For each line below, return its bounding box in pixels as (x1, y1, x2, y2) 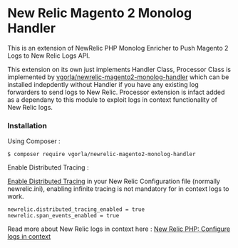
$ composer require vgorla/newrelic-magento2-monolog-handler (7, 151, 196, 158)
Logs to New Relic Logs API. (7, 51, 90, 60)
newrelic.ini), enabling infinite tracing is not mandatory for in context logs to (7, 185, 229, 193)
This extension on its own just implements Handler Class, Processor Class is (7, 65, 232, 73)
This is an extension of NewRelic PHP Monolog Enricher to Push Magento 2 (7, 43, 229, 52)
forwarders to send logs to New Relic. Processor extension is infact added (7, 88, 225, 96)
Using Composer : (7, 137, 61, 145)
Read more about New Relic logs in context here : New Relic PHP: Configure (7, 224, 230, 233)
